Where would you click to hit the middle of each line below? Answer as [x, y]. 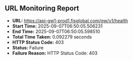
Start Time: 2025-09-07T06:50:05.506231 [57, 26]
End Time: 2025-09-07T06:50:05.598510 [56, 31]
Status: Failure [28, 47]
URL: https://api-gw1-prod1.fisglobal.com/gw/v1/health [70, 20]
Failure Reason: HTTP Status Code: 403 [55, 53]
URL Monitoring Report [42, 8]
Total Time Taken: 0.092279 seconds [52, 37]
